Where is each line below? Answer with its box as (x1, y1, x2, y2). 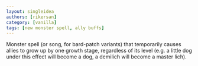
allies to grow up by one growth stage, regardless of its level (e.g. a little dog (6, 47, 192, 54)
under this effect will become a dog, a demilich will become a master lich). (6, 53, 187, 60)
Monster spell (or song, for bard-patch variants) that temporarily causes (6, 41, 181, 48)
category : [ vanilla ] (6, 19, 57, 25)
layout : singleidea (6, 8, 54, 15)
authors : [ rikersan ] (6, 14, 57, 20)
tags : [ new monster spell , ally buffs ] (6, 25, 105, 31)
